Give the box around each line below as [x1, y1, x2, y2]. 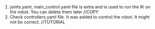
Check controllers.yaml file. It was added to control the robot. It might [9, 14, 150, 19]
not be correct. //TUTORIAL [9, 19, 66, 25]
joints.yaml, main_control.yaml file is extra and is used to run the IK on [9, 4, 151, 10]
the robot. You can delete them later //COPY [9, 9, 99, 15]
